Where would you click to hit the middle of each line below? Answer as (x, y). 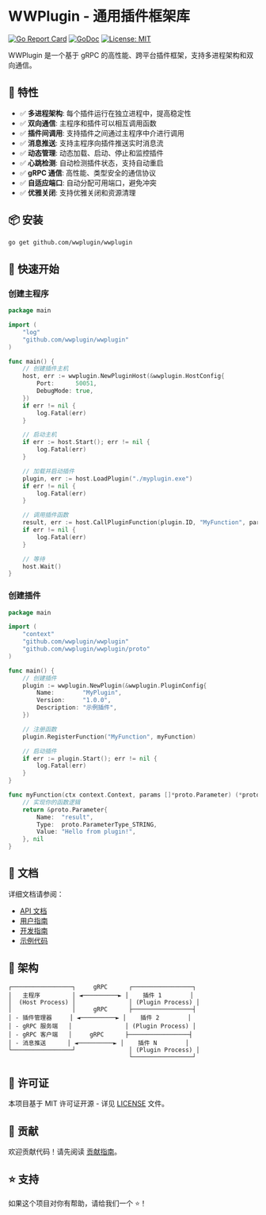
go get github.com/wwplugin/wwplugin (70, 242)
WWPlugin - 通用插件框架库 (99, 16)
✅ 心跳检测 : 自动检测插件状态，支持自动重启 (91, 163)
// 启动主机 (40, 435)
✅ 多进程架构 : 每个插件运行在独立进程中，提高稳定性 (105, 113)
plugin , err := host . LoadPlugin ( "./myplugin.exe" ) (108, 478)
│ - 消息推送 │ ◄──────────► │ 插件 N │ (99, 1043)
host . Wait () (42, 566)
